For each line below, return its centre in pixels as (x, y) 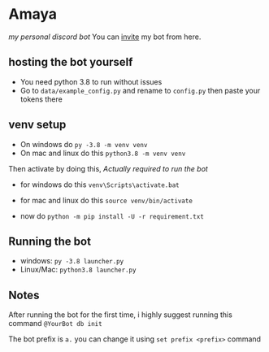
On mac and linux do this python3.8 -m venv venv (103, 153)
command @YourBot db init (56, 324)
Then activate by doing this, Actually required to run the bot (108, 168)
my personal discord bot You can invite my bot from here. (105, 37)
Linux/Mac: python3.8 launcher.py (78, 270)
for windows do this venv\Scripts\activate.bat (100, 185)
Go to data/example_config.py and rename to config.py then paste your (140, 90)
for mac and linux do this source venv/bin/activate (106, 200)
